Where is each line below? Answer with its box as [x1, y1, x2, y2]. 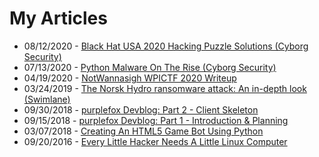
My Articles [9, 7, 108, 30]
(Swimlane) [23, 93, 71, 105]
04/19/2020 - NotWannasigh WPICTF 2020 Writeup [23, 72, 237, 84]
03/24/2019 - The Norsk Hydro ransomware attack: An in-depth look [23, 82, 307, 94]
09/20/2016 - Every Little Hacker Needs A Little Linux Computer [23, 135, 288, 147]
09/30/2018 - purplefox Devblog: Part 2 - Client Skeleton [23, 103, 259, 116]
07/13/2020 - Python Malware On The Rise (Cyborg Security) [23, 61, 277, 73]
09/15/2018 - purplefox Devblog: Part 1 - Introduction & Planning [23, 114, 289, 126]
